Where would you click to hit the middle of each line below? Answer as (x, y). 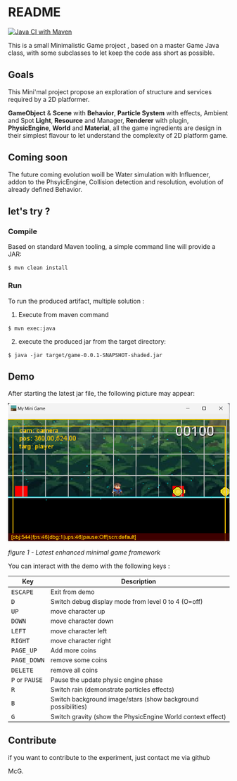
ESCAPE (22, 592)
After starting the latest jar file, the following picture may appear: (102, 394)
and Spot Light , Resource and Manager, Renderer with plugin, (98, 120)
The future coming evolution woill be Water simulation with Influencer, (109, 174)
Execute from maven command (63, 314)
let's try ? (29, 211)
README (34, 12)
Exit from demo (72, 592)
